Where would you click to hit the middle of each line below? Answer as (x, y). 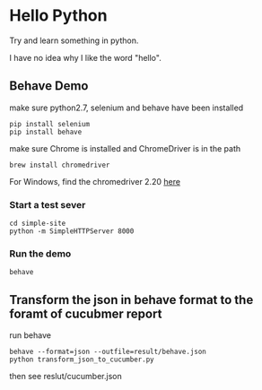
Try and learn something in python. (74, 40)
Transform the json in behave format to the (131, 300)
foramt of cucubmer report (86, 313)
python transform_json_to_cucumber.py (82, 360)
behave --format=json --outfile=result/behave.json (108, 352)
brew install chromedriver (60, 165)
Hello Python (58, 16)
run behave (31, 335)
